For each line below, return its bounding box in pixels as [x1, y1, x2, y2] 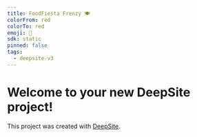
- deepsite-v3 [13, 55, 54, 62]
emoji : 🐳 [7, 29, 32, 36]
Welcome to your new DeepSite [7, 84, 191, 100]
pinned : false [7, 42, 48, 49]
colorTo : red [7, 23, 45, 30]
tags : [7, 49, 23, 56]
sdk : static [7, 36, 41, 43]
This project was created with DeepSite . [7, 122, 121, 130]
